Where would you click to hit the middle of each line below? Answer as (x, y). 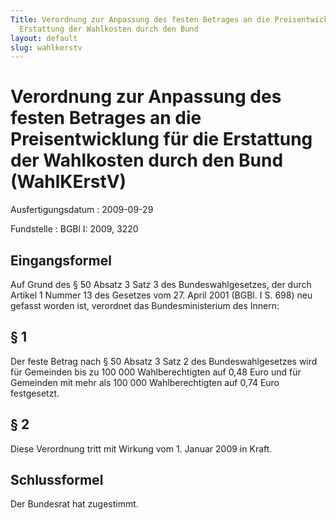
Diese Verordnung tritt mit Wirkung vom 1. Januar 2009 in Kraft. (141, 448)
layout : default (44, 38)
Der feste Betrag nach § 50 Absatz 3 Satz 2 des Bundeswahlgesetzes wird (164, 361)
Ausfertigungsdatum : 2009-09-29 (82, 210)
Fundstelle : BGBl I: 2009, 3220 (74, 229)
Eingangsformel (61, 260)
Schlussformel (57, 480)
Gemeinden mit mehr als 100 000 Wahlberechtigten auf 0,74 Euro (145, 382)
